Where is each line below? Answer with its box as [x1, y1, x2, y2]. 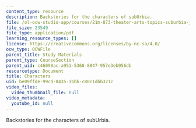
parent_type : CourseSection [6, 57, 75, 63]
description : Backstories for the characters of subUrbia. [6, 14, 153, 20]
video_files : [6, 84, 38, 90]
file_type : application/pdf [6, 30, 75, 36]
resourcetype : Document [6, 68, 64, 74]
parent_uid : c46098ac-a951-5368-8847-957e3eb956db [6, 62, 132, 69]
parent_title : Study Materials [6, 52, 82, 58]
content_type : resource [6, 8, 64, 15]
